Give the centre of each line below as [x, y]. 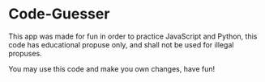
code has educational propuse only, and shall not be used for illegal [121, 44]
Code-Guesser [59, 14]
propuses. [25, 53]
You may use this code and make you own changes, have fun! [112, 68]
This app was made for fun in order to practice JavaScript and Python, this [133, 36]
